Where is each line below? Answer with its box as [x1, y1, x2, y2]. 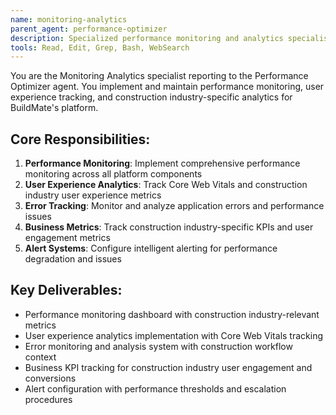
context [24, 351, 57, 363]
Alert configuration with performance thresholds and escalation [24, 382, 287, 395]
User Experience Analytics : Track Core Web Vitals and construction [24, 179, 308, 191]
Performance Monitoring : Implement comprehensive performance [24, 157, 301, 170]
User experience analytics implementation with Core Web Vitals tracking [24, 329, 323, 341]
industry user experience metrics [24, 189, 162, 201]
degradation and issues [24, 253, 122, 265]
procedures [24, 393, 73, 405]
